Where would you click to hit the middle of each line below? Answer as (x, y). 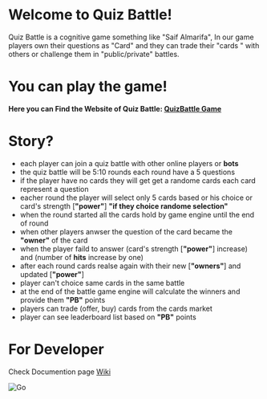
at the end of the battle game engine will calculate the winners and (130, 291)
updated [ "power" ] (52, 274)
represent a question (54, 189)
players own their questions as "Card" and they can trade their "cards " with (134, 45)
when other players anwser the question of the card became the (126, 231)
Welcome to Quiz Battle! (90, 15)
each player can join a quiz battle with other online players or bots (129, 163)
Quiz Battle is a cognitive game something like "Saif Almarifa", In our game (131, 37)
